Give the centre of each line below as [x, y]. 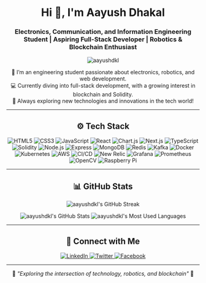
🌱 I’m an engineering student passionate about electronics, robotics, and [103, 72]
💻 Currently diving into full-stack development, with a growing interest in [103, 86]
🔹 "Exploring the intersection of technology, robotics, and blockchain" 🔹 [103, 273]
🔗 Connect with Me [103, 241]
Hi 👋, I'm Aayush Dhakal [103, 13]
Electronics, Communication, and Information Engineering [103, 32]
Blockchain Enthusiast [103, 47]
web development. [103, 79]
